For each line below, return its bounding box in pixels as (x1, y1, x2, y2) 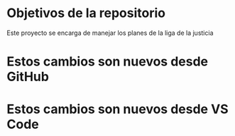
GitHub (6, 69, 49, 85)
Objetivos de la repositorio (6, 5, 166, 21)
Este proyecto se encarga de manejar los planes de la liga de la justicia (6, 28, 214, 37)
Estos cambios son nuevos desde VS (6, 101, 229, 117)
